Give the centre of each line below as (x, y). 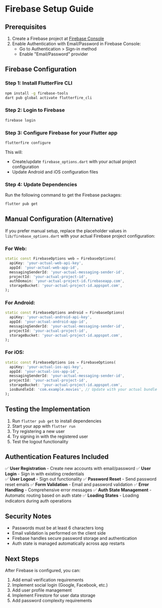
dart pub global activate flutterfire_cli (49, 98)
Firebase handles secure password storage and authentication (74, 539)
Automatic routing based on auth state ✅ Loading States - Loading (72, 495)
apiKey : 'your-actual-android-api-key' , (51, 317)
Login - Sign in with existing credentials (45, 474)
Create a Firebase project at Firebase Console (58, 38)
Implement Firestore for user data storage (54, 595)
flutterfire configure (28, 143)
